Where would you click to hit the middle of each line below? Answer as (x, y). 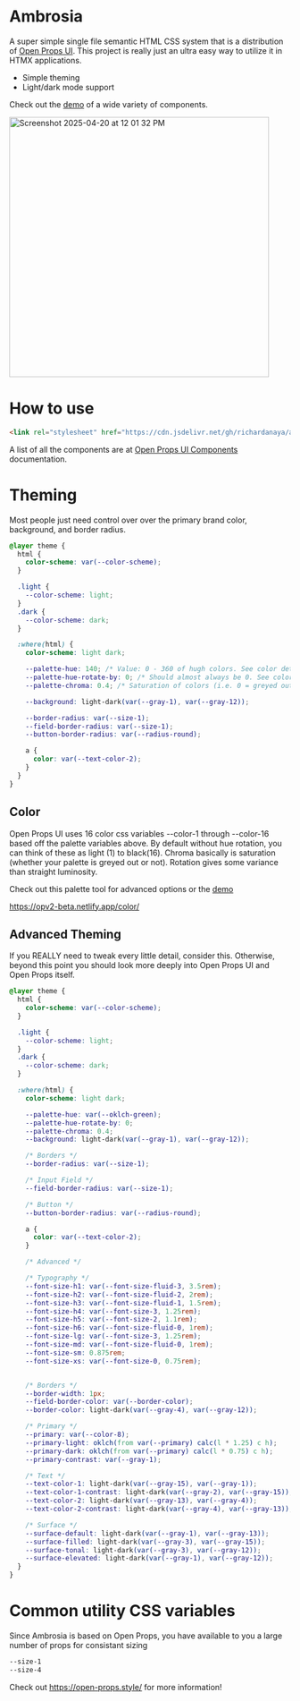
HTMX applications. (46, 60)
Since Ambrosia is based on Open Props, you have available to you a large (146, 1636)
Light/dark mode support (68, 87)
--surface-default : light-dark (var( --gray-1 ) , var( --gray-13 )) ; (147, 1533)
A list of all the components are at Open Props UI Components (124, 449)
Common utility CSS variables (122, 1611)
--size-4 (25, 1670)
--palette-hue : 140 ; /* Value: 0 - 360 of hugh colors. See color (151, 669)
